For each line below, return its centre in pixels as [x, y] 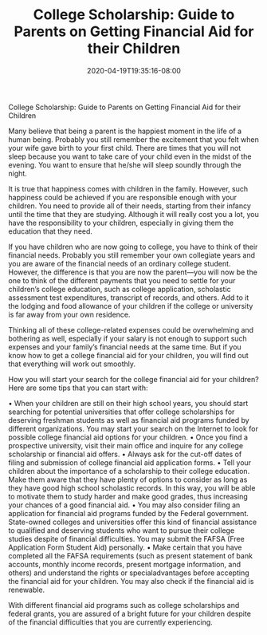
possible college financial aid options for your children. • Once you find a [128, 437]
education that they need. [51, 231]
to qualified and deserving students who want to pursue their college [122, 530]
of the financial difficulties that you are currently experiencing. [110, 622]
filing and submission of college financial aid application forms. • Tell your [130, 462]
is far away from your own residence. [69, 314]
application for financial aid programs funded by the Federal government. [129, 513]
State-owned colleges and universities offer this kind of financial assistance [133, 522]
